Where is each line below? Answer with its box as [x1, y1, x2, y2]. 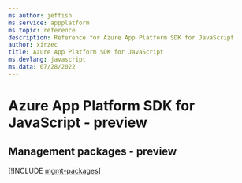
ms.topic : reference [8, 26, 76, 34]
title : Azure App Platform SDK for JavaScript [8, 48, 164, 56]
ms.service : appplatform [8, 19, 90, 27]
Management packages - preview [8, 145, 177, 159]
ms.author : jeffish [8, 11, 73, 20]
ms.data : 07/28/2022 [8, 63, 76, 71]
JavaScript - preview [8, 114, 148, 131]
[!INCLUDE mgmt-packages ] [8, 166, 101, 175]
